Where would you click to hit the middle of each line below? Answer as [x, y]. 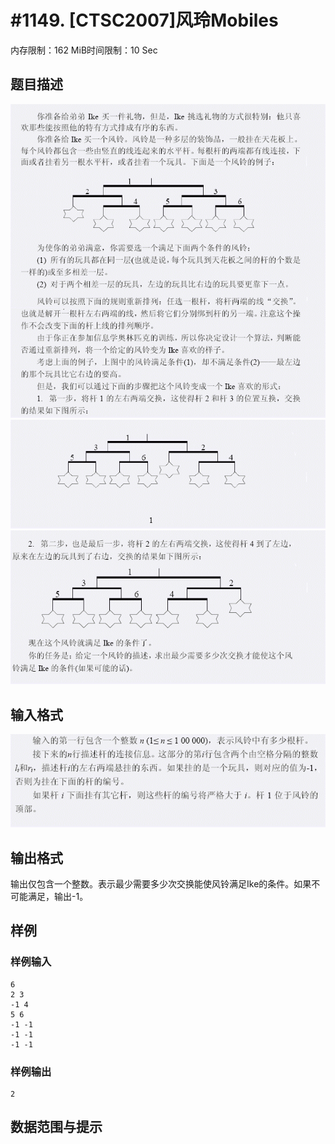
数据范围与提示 [56, 1127]
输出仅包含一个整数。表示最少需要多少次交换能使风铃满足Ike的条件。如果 [161, 883]
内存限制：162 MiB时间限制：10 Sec [84, 50]
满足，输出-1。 [58, 896]
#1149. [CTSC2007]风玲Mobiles [144, 20]
